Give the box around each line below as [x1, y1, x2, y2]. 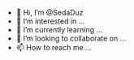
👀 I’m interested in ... [15, 16, 85, 26]
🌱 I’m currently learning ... [15, 25, 103, 34]
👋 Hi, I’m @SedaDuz [15, 8, 84, 17]
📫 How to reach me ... [15, 43, 92, 52]
